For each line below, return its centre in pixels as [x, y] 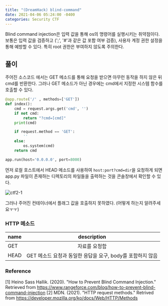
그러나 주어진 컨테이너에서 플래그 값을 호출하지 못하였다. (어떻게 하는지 [74, 203]
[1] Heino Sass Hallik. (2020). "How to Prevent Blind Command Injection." [81, 282]
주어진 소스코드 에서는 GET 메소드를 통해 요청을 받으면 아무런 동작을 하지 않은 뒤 [84, 77]
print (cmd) [26, 123]
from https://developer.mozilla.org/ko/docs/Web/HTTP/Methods [71, 298]
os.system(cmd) [39, 146]
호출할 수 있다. [19, 90]
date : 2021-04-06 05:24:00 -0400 [40, 15]
